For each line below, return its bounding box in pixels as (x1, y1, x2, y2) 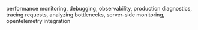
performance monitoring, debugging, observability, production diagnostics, (6, 5, 192, 12)
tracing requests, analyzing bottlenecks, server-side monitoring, (6, 11, 165, 18)
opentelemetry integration (6, 18, 71, 24)
